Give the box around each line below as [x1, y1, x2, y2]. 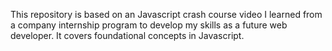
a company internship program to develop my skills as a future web [10, 19, 288, 31]
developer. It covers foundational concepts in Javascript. [10, 30, 245, 41]
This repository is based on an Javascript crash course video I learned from [10, 9, 323, 20]
